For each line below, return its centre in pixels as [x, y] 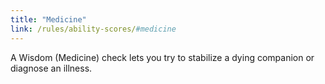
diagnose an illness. [51, 68]
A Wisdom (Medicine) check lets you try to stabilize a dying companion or [162, 57]
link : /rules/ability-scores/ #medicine [93, 29]
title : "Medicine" [48, 19]
